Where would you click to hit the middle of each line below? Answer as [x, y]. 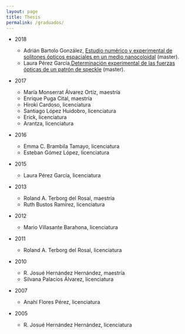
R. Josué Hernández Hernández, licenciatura [78, 325]
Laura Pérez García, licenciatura [62, 176]
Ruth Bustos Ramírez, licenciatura [64, 204]
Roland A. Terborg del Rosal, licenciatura [73, 250]
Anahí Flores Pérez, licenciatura [62, 302]
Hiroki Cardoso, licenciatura [57, 105]
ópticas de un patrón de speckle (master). [74, 70]
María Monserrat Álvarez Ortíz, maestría [72, 92]
